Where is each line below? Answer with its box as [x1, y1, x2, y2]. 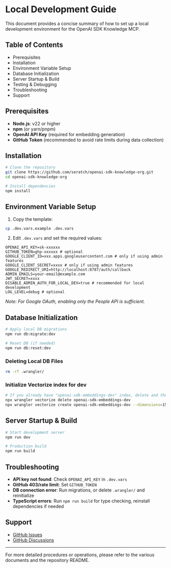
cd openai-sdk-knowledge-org [5, 174, 67, 179]
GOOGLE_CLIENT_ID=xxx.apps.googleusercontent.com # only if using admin [5, 254, 163, 259]
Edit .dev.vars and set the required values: [12, 235, 103, 241]
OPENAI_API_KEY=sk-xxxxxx [5, 245, 60, 250]
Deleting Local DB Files [5, 357, 64, 365]
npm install [5, 188, 31, 193]
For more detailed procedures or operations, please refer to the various [5, 552, 155, 558]
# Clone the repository [5, 165, 56, 170]
